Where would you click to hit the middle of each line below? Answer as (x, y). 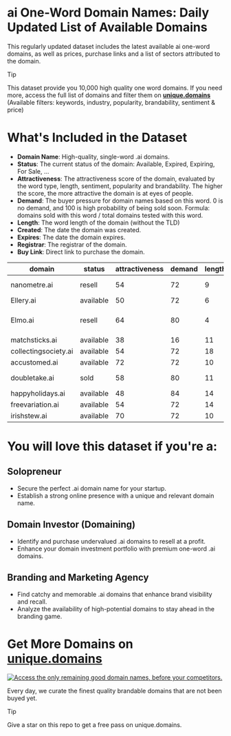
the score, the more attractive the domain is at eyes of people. (105, 193)
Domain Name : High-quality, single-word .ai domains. (93, 156)
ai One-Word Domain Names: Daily (108, 13)
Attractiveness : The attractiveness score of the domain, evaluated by (116, 178)
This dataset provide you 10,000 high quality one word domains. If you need (115, 88)
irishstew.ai (29, 416)
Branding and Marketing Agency (78, 578)
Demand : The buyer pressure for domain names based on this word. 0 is (120, 201)
